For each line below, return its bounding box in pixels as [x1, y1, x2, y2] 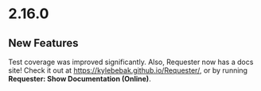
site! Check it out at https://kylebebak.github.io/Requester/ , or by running [8, 66, 248, 75]
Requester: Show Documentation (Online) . [8, 74, 151, 83]
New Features [8, 36, 79, 50]
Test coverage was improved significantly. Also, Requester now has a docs [8, 57, 254, 66]
